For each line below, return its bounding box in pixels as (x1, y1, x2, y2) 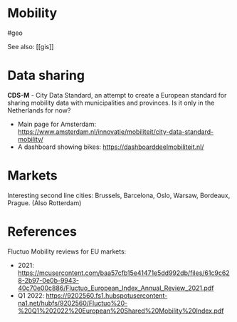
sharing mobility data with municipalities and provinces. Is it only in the (7, 98, 215, 107)
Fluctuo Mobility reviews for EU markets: (7, 247, 127, 256)
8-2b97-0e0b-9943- (17, 276, 80, 284)
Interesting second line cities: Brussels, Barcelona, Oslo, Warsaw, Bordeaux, (7, 191, 231, 199)
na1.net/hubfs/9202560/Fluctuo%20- (17, 298, 128, 307)
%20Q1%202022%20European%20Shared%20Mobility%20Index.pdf (17, 306, 224, 315)
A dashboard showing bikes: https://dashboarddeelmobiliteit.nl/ (17, 142, 204, 151)
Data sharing (7, 68, 85, 83)
